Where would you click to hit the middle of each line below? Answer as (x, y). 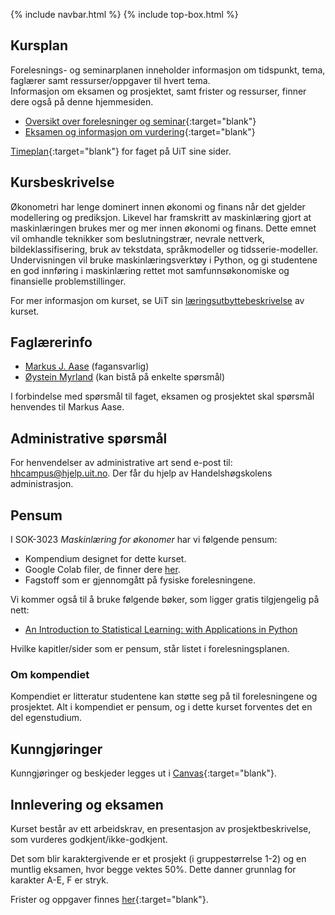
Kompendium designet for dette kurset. (105, 559)
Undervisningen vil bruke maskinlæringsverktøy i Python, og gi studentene (164, 260)
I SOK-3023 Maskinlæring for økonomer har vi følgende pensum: (144, 540)
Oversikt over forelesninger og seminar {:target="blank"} (140, 121)
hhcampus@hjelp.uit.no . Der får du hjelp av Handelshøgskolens (141, 473)
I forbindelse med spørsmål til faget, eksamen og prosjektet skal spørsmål (162, 396)
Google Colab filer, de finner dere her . (102, 570)
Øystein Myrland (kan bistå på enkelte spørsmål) (124, 377)
